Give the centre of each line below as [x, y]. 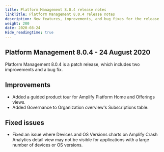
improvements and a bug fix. [34, 69]
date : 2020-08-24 [23, 28]
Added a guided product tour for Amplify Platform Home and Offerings [83, 97]
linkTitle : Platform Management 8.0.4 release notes [60, 14]
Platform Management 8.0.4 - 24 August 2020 [78, 52]
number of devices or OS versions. [47, 145]
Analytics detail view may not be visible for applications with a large [81, 140]
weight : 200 [17, 23]
